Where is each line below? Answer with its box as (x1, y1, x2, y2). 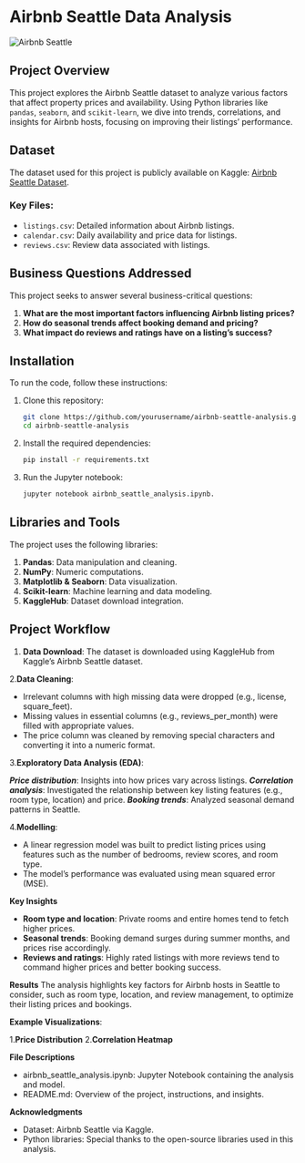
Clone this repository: (22, 395, 104, 407)
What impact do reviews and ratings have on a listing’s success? (22, 326, 273, 338)
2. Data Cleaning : (9, 673, 75, 684)
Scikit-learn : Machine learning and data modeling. (22, 585, 212, 596)
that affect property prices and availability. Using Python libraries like (9, 97, 269, 108)
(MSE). (22, 878, 49, 889)
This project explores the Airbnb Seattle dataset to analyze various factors (9, 87, 289, 98)
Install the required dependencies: (22, 437, 152, 448)
